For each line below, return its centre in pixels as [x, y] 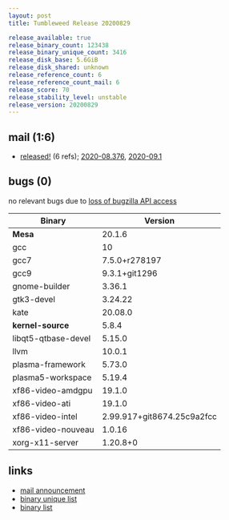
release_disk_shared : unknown [59, 68]
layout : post [30, 16]
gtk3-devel [34, 299]
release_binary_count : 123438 [59, 45]
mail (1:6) [32, 137]
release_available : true [50, 38]
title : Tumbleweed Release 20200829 [69, 23]
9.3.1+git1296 [130, 273]
